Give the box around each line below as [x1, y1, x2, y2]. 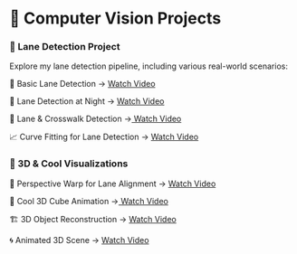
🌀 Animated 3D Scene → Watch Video [9, 234, 149, 245]
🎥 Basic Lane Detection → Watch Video [9, 79, 156, 89]
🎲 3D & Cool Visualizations [9, 157, 129, 170]
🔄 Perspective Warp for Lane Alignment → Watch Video [9, 178, 216, 189]
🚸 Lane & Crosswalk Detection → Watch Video [9, 113, 182, 125]
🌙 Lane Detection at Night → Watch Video [9, 96, 165, 107]
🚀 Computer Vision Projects [9, 8, 222, 29]
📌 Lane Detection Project [9, 41, 120, 53]
